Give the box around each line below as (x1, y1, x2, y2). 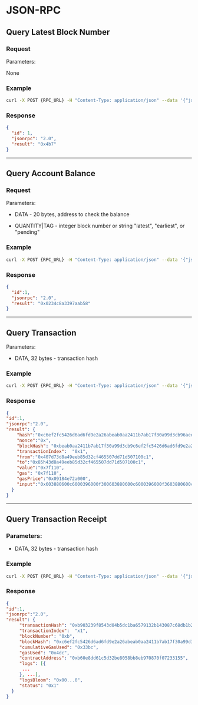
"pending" (14, 229, 40, 236)
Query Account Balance (6, 168, 95, 178)
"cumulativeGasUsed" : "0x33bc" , (19, 644, 99, 650)
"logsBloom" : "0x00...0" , (19, 677, 83, 683)
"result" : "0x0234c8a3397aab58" (11, 300, 91, 306)
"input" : (16, 481, 38, 487)
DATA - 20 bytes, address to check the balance (14, 211, 130, 218)
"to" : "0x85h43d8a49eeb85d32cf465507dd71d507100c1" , (16, 459, 146, 465)
